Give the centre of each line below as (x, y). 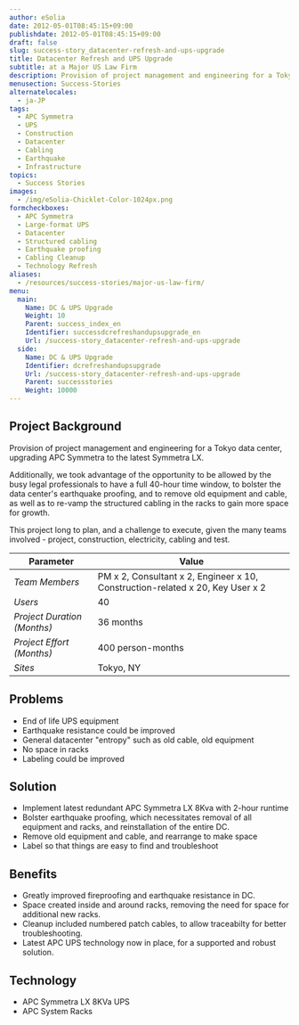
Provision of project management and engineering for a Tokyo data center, (146, 447)
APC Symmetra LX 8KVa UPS (76, 1002)
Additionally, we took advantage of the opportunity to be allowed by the (140, 474)
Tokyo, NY (119, 668)
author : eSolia (37, 17)
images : (24, 192)
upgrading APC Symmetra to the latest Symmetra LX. (107, 457)
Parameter (51, 561)
